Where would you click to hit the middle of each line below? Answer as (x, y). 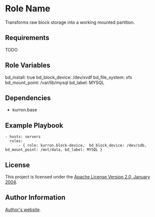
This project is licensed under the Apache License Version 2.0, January (78, 177)
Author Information (35, 197)
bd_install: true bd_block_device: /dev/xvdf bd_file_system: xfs (69, 77)
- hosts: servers (23, 137)
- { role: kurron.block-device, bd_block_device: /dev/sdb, (82, 146)
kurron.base (25, 110)
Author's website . (23, 209)
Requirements (27, 38)
